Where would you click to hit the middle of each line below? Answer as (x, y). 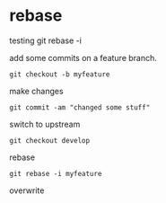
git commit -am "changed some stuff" (80, 107)
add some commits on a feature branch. (83, 57)
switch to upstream (45, 124)
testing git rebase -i (46, 40)
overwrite (27, 190)
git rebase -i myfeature (56, 173)
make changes (37, 91)
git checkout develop (50, 140)
